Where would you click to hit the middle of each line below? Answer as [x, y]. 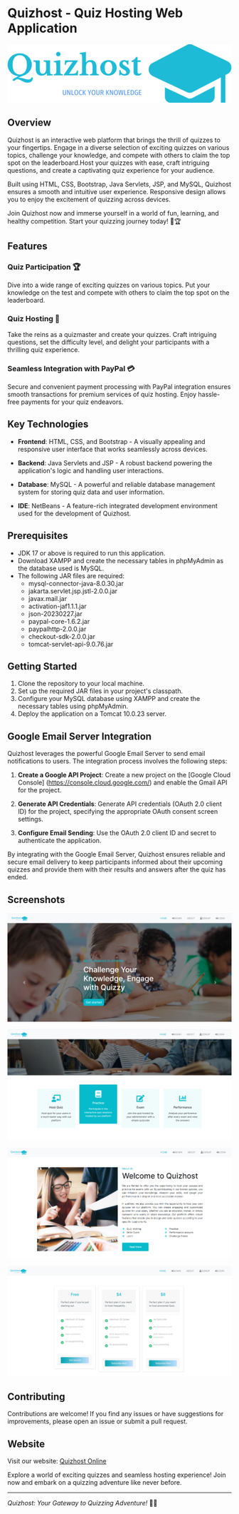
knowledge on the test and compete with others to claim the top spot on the [118, 293]
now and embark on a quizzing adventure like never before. [95, 1483]
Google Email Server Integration [79, 736]
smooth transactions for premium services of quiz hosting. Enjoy [102, 394]
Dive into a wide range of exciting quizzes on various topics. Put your [109, 285]
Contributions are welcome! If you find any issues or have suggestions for [116, 1414]
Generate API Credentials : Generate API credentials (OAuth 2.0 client [119, 804]
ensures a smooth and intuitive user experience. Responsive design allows [117, 191]
